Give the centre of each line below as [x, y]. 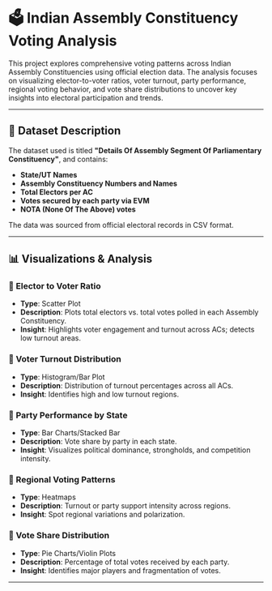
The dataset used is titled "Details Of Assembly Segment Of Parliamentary [135, 150]
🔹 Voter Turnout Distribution [65, 359]
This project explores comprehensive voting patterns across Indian [120, 63]
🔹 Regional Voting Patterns [62, 479]
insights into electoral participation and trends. [86, 97]
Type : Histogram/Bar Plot [62, 377]
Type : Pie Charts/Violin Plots [68, 553]
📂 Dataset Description [65, 131]
